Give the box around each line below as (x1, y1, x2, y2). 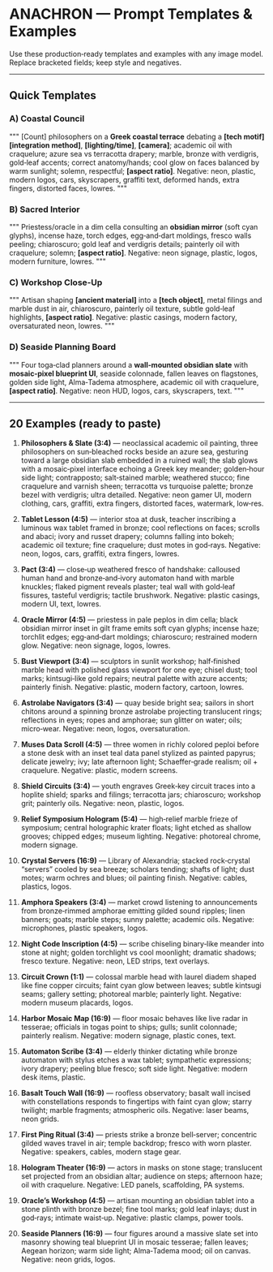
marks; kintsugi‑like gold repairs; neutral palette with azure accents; (20, 674, 248, 683)
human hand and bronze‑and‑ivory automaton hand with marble (20, 573, 235, 583)
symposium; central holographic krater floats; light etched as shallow (20, 823, 252, 833)
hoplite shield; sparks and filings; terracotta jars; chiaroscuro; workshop (20, 790, 262, 800)
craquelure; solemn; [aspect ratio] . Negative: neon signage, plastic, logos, (9, 248, 258, 257)
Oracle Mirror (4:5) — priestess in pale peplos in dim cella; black (20, 614, 238, 625)
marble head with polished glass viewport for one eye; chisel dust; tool (20, 665, 258, 675)
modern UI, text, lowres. (20, 599, 102, 609)
